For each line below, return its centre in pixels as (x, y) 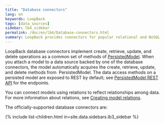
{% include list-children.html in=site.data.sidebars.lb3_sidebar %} (72, 117)
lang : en (14, 14)
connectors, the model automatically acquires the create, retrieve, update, (81, 67)
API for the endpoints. (27, 83)
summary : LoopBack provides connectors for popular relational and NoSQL (83, 38)
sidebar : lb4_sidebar (27, 28)
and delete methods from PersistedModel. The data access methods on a (81, 72)
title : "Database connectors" (36, 10)
